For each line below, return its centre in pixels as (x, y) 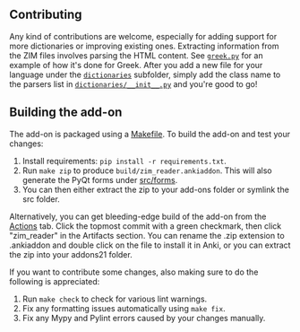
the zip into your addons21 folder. (71, 254)
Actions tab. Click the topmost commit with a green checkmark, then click (146, 226)
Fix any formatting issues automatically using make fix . (124, 308)
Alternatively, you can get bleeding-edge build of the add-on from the (138, 216)
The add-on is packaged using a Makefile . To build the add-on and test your (150, 134)
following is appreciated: (55, 281)
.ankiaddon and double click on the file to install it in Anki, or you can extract (150, 245)
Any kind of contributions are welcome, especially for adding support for (143, 36)
